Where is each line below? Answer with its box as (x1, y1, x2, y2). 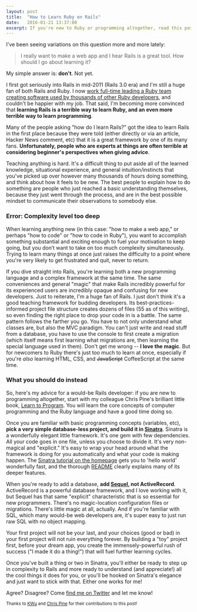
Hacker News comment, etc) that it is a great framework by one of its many (6, 136, 188, 144)
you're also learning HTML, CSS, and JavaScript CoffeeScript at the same (6, 355, 185, 362)
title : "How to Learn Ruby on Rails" (6, 14, 101, 20)
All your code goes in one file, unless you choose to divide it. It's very (6, 438, 174, 445)
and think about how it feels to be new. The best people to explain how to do (6, 179, 191, 186)
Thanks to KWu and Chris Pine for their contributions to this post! (6, 600, 138, 607)
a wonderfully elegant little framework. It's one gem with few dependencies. (6, 431, 190, 438)
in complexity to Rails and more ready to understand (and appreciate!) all (6, 565, 182, 572)
